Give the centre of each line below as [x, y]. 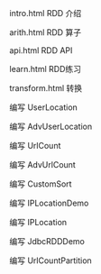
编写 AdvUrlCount [43, 164]
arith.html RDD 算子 [46, 32]
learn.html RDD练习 [46, 69]
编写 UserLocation [44, 107]
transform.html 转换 [46, 88]
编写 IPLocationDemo [49, 203]
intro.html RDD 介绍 [46, 13]
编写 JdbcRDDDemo [47, 241]
